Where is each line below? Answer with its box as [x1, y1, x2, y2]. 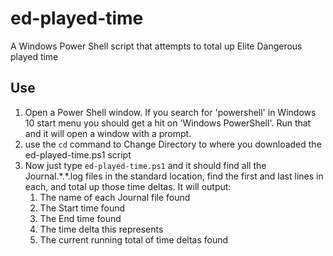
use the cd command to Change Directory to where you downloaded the [24, 138, 322, 150]
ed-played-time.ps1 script [24, 148, 132, 161]
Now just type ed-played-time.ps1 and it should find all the [24, 159, 267, 171]
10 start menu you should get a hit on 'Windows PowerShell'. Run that [24, 117, 312, 129]
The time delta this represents [39, 223, 164, 235]
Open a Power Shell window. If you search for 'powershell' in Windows [24, 106, 317, 118]
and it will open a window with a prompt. [24, 127, 192, 139]
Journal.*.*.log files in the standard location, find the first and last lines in [24, 170, 324, 182]
